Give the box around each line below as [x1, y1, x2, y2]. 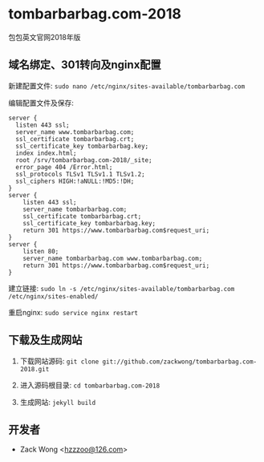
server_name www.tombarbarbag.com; [15, 128, 135, 136]
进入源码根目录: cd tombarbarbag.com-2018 [19, 380, 160, 390]
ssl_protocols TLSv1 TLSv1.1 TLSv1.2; [15, 170, 146, 178]
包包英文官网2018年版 [8, 32, 81, 42]
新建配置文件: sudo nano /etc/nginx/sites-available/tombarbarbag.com [8, 81, 246, 91]
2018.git [19, 365, 50, 373]
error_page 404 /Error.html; [15, 163, 113, 171]
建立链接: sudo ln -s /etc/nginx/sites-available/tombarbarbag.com [8, 283, 235, 293]
